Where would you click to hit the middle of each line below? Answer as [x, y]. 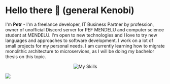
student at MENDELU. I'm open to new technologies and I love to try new [81, 35]
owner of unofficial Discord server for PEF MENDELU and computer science [84, 29]
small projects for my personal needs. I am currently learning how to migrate [85, 46]
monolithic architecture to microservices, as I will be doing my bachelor [80, 51]
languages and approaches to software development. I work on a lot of [79, 40]
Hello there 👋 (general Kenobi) [70, 10]
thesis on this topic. [26, 56]
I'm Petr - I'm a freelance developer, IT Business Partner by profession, [80, 24]
